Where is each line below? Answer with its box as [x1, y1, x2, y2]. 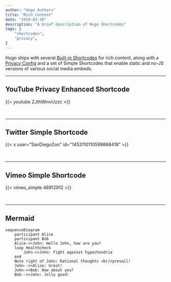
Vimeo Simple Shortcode [5, 171, 87, 180]
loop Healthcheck [14, 245, 51, 250]
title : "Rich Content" [5, 12, 53, 17]
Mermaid [5, 214, 35, 222]
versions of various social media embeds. [5, 65, 93, 71]
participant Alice [14, 232, 53, 237]
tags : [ [5, 27, 22, 32]
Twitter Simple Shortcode [5, 128, 88, 137]
